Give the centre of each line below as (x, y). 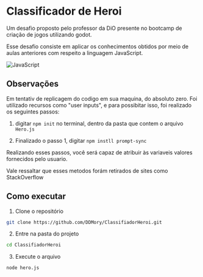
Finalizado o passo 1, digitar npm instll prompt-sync (81, 140)
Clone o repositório (39, 211)
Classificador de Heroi (64, 11)
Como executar (36, 196)
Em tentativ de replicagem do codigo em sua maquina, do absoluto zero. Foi (102, 98)
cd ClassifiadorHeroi (34, 245)
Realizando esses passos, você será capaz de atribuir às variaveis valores (100, 152)
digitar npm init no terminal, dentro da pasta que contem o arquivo (99, 123)
